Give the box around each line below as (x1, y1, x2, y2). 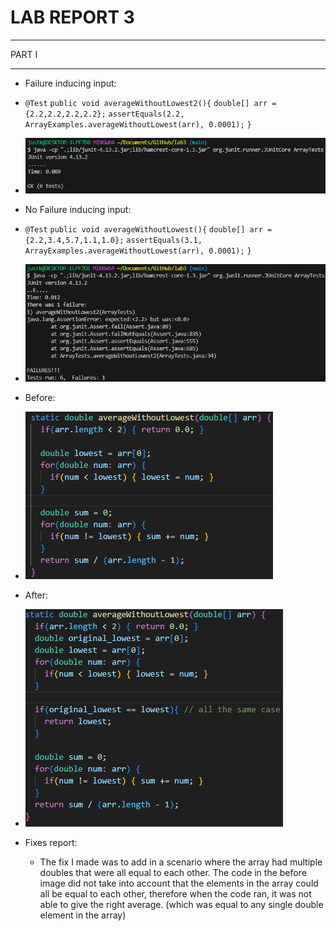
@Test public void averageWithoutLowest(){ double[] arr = (24, 224, 273, 235)
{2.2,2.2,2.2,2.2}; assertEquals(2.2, (24, 109, 185, 119)
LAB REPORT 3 (10, 6, 135, 29)
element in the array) (39, 909, 127, 921)
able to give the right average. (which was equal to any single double (39, 899, 324, 911)
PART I (10, 48, 38, 60)
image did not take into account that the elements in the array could (39, 877, 319, 890)
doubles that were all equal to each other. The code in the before (39, 867, 307, 879)
